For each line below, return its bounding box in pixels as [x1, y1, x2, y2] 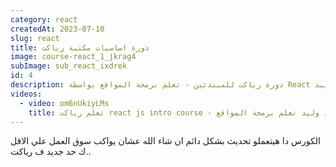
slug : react [10, 33, 60, 43]
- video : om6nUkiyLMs [19, 98, 110, 108]
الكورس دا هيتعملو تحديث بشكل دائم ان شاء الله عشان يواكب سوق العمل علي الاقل [10, 135, 321, 147]
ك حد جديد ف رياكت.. [10, 146, 92, 158]
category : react [10, 14, 78, 25]
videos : [10, 89, 43, 99]
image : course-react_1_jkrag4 [10, 52, 137, 62]
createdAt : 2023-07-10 [10, 24, 105, 34]
